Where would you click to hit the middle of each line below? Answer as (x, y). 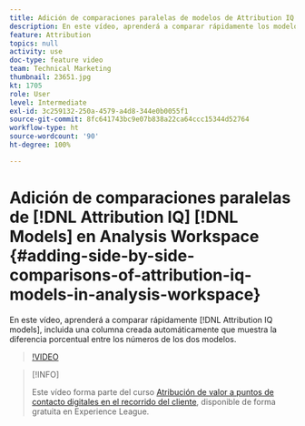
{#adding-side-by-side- (102, 255)
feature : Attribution (50, 35)
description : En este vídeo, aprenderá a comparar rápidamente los (140, 26)
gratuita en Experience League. (90, 411)
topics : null (34, 43)
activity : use (36, 52)
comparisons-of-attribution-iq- (131, 275)
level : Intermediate (49, 102)
